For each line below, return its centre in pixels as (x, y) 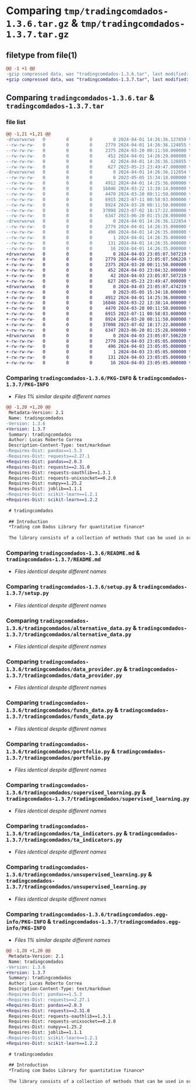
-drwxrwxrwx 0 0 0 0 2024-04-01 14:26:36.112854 (96, 172)
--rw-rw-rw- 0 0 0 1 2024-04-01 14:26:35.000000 (96, 238)
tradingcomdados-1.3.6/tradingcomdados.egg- (104, 914)
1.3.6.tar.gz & (42, 23)
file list (16, 122)
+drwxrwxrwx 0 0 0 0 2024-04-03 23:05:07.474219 (96, 286)
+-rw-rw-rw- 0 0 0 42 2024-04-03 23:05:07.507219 (96, 276)
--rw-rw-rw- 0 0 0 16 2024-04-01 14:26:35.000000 (96, 248)
